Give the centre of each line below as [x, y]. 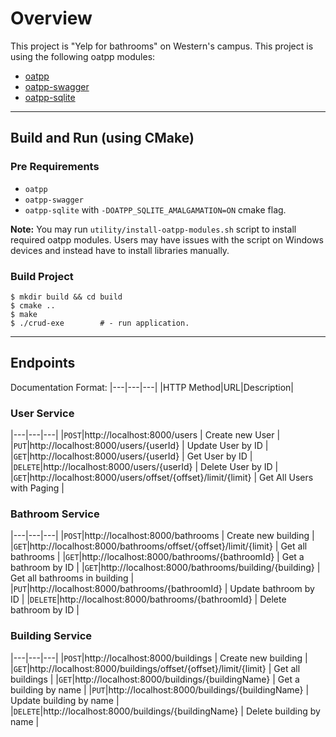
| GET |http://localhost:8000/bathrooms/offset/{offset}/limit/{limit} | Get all [159, 546]
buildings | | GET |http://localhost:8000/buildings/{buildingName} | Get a [155, 679]
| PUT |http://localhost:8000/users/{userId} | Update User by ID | [139, 446]
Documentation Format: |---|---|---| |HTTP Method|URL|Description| [152, 387]
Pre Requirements [55, 167]
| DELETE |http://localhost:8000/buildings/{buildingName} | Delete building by [165, 711]
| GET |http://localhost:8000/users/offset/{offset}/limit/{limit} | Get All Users [162, 478]
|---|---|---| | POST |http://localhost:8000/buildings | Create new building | [159, 658]
